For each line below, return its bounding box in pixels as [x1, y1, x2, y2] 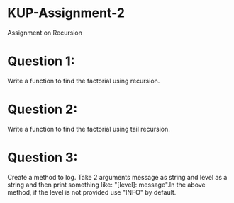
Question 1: [7, 53, 76, 69]
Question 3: [7, 150, 78, 166]
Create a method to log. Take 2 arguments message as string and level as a [7, 173, 228, 181]
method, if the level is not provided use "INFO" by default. [7, 187, 177, 196]
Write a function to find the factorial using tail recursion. [7, 124, 170, 133]
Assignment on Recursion [7, 28, 83, 37]
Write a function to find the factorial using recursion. [7, 76, 160, 85]
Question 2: [7, 101, 78, 117]
